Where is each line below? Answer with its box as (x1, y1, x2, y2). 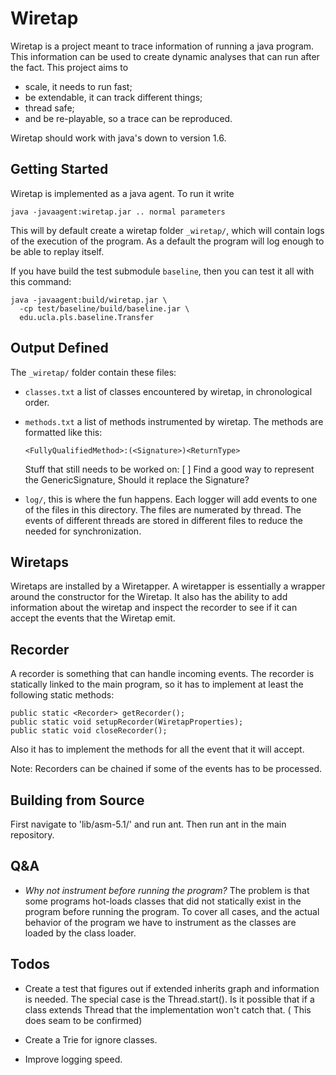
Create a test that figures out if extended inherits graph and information (24, 982, 320, 994)
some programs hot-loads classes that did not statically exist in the (24, 895, 302, 907)
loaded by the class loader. (24, 927, 137, 939)
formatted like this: (24, 426, 103, 438)
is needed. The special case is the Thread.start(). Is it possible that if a (24, 993, 315, 1005)
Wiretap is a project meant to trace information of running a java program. (10, 40, 315, 52)
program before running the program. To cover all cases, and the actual (24, 905, 320, 917)
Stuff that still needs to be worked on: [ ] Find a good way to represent (24, 463, 315, 475)
